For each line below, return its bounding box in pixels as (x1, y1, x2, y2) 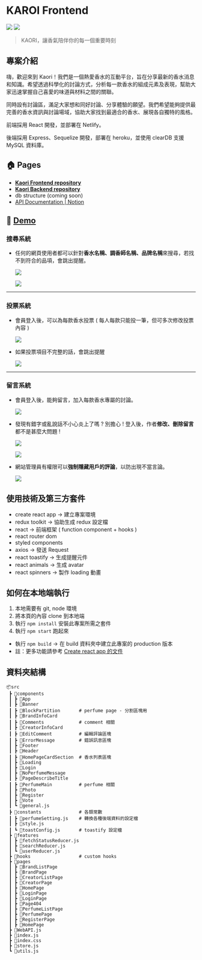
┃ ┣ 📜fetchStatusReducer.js (8, 838, 79, 844)
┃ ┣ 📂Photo (8, 787, 36, 793)
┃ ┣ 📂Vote (8, 798, 34, 804)
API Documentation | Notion (14, 198, 84, 205)
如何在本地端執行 (6, 588, 70, 598)
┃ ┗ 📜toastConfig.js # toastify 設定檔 (8, 827, 122, 833)
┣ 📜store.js (8, 943, 39, 949)
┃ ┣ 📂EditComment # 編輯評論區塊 (8, 731, 111, 737)
